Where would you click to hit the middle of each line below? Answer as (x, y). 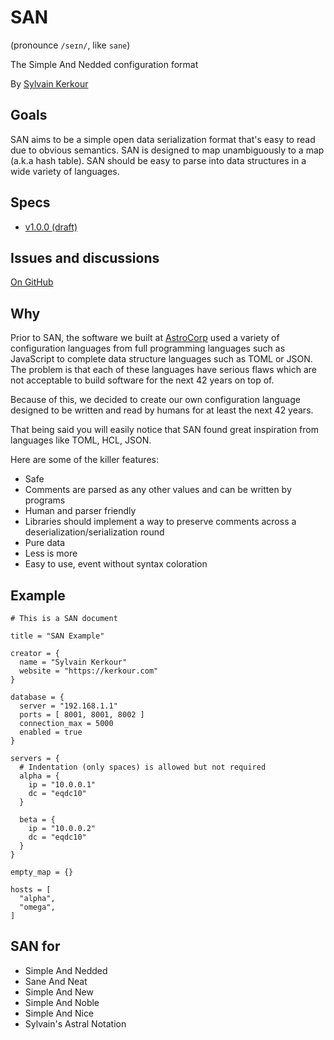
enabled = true (51, 732)
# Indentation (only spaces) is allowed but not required (143, 767)
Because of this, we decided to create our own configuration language (155, 400)
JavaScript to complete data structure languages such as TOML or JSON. (161, 359)
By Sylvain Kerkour (49, 83)
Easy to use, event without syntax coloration (116, 564)
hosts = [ (31, 890)
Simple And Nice (59, 1013)
